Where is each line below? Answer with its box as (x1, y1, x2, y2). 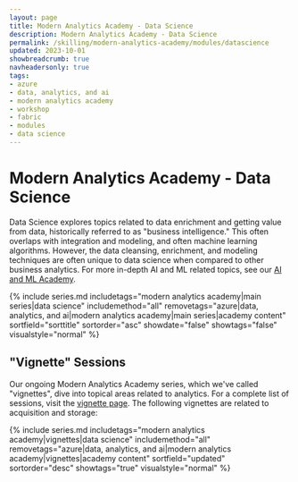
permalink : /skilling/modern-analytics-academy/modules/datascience (9, 38, 269, 47)
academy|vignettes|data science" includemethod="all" (9, 434, 211, 444)
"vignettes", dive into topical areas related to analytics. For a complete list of (9, 388, 290, 399)
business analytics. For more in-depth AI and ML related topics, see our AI (9, 264, 283, 275)
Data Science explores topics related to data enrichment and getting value (9, 216, 282, 227)
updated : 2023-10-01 (9, 47, 87, 55)
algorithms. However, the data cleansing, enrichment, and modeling (9, 245, 258, 256)
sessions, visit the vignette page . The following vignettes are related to (9, 397, 269, 408)
